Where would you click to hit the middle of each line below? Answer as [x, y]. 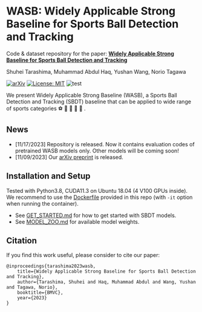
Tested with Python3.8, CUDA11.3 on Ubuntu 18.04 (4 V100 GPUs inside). [97, 190]
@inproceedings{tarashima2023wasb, [51, 266]
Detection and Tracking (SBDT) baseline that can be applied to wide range [99, 102]
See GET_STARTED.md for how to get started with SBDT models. [96, 215]
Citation [22, 240]
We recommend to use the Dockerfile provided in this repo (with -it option [99, 197]
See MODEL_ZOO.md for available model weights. [77, 221]
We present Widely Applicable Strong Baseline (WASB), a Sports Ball [92, 95]
